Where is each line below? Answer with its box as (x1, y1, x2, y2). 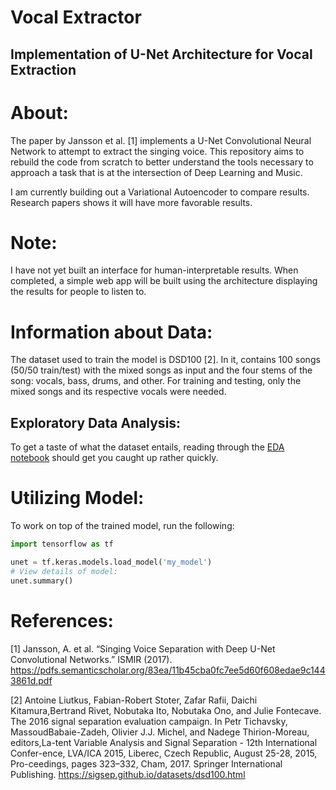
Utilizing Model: (10, 487, 145, 510)
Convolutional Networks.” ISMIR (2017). (10, 653, 173, 665)
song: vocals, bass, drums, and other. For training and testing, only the (10, 375, 302, 387)
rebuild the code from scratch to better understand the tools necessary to (10, 156, 314, 168)
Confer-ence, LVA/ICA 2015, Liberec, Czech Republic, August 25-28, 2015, (10, 747, 318, 759)
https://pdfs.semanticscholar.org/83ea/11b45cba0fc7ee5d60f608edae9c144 (10, 664, 326, 676)
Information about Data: (10, 321, 213, 343)
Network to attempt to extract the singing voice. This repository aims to (10, 145, 305, 157)
